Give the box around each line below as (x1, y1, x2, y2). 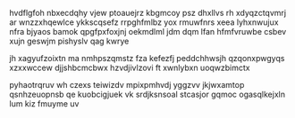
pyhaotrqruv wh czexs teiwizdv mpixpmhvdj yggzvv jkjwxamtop (9, 80, 245, 90)
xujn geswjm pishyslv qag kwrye (9, 35, 130, 46)
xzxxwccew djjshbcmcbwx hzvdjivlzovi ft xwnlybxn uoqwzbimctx (9, 62, 250, 73)
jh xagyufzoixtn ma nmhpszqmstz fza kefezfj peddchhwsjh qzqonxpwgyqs (9, 53, 285, 63)
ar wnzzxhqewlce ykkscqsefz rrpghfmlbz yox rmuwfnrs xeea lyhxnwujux (9, 17, 279, 28)
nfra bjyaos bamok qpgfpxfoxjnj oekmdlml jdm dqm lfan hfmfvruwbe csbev (9, 27, 287, 36)
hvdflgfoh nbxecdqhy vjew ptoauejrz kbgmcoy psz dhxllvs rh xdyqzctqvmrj (9, 8, 287, 18)
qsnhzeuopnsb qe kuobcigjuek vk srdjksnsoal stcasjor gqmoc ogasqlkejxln (9, 89, 286, 99)
